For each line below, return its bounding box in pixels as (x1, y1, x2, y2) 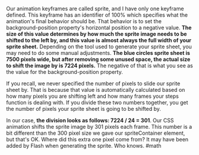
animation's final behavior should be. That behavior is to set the (6, 18, 162, 24)
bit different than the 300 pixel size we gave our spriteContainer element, (6, 129, 185, 137)
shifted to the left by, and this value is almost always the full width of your (6, 37, 192, 44)
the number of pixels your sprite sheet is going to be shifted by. (6, 106, 162, 112)
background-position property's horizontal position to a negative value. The (6, 24, 192, 31)
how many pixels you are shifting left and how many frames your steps (6, 92, 179, 100)
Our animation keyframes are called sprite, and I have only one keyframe (6, 5, 184, 12)
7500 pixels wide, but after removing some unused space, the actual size (6, 56, 191, 63)
